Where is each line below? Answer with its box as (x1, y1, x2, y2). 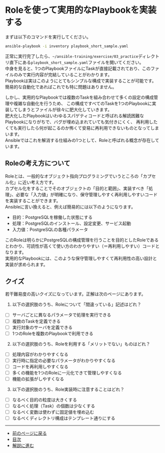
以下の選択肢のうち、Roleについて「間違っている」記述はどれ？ (12, 301, 141, 307)
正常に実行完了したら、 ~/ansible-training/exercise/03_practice (5, 53, 138, 59)
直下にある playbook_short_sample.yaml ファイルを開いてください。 (9, 59, 144, 65)
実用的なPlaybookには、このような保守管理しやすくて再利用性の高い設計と (5, 255, 157, 261)
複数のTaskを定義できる (12, 318, 61, 324)
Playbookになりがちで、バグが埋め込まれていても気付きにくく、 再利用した (5, 119, 158, 125)
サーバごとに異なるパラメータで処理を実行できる (12, 312, 111, 318)
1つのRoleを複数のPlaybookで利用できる (12, 330, 93, 336)
